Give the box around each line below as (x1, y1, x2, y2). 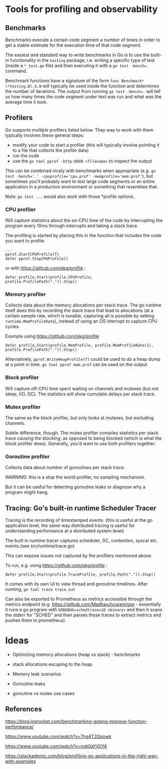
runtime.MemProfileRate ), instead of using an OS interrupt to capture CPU (5, 318, 158, 324)
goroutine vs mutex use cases (12, 691, 75, 697)
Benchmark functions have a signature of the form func (5, 78, 119, 83)
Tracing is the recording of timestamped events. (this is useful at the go (5, 517, 153, 523)
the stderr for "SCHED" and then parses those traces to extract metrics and (5, 612, 161, 618)
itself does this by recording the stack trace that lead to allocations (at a (5, 307, 154, 313)
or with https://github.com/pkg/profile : (5, 265, 86, 271)
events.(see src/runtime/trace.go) (5, 543, 75, 549)
